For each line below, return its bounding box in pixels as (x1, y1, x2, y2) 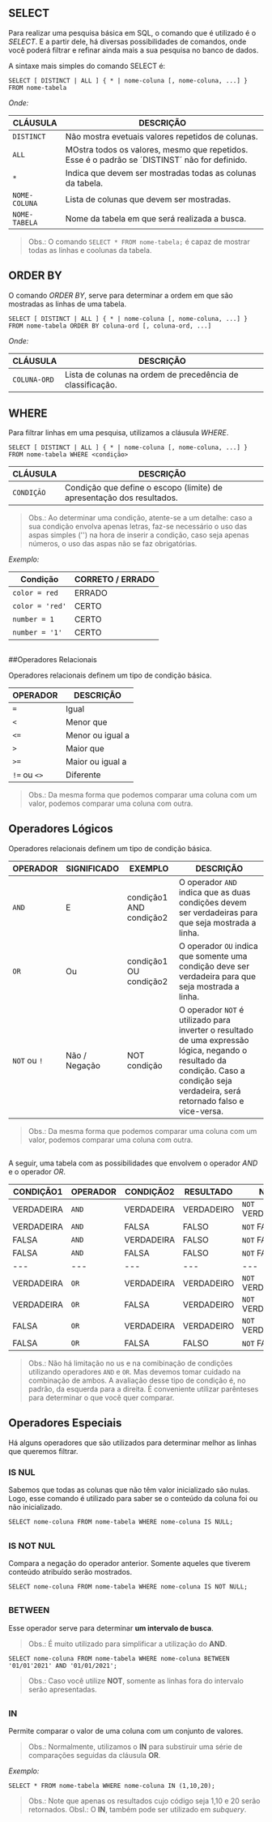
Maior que (66, 742, 105, 754)
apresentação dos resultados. (64, 492, 178, 503)
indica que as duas (178, 887, 251, 898)
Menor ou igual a (66, 729, 130, 741)
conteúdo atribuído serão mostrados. (8, 1567, 133, 1576)
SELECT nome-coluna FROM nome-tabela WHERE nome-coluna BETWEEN (8, 1654, 230, 1662)
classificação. (64, 379, 117, 390)
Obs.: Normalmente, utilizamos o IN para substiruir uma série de (28, 1742, 243, 1751)
